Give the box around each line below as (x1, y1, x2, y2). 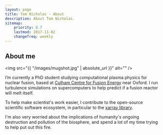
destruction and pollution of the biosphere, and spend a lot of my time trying (5, 119, 158, 125)
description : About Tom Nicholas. (5, 16, 75, 21)
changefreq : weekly (14, 34, 54, 39)
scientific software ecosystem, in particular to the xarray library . (5, 104, 133, 110)
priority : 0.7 (14, 25, 42, 30)
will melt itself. (5, 90, 34, 96)
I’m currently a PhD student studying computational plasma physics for (5, 74, 147, 80)
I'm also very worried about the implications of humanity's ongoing (5, 114, 140, 119)
